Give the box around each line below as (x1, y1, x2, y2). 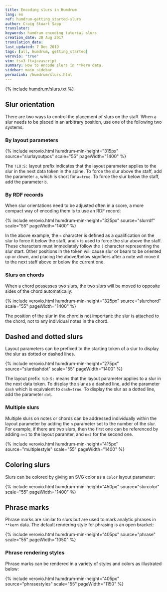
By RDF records (5, 191, 43, 198)
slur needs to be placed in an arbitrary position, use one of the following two (5, 119, 162, 125)
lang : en (5, 12, 23, 17)
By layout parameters (5, 137, 58, 144)
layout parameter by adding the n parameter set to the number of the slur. (5, 420, 156, 426)
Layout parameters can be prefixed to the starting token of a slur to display (5, 346, 159, 352)
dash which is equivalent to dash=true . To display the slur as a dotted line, (5, 386, 156, 392)
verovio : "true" (5, 53, 39, 59)
